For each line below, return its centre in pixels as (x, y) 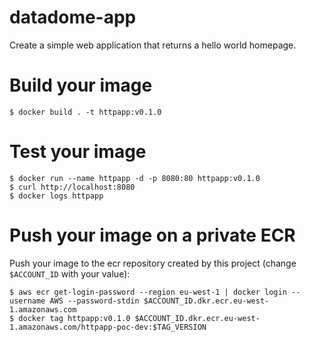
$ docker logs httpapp (56, 196)
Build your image (81, 85)
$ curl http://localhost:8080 (72, 187)
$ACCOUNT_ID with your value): (70, 273)
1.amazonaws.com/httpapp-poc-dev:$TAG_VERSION (108, 327)
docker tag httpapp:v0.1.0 (74, 318)
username (27, 301)
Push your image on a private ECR (152, 235)
